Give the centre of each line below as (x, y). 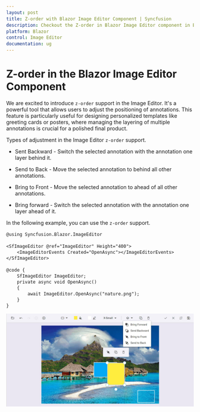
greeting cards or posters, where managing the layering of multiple (88, 122)
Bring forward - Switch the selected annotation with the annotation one (102, 205)
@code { (16, 270)
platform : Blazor (28, 32)
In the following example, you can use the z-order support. (78, 222)
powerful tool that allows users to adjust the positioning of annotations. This (99, 109)
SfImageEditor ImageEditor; (51, 276)
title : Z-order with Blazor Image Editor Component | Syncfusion (89, 19)
